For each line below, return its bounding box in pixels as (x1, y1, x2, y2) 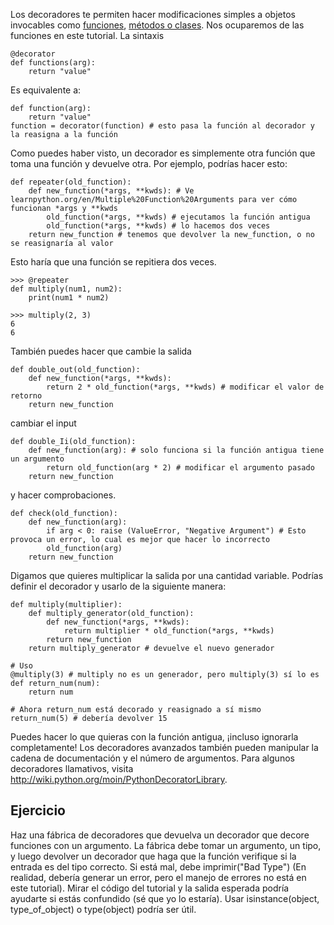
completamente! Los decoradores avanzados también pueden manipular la (10, 742, 319, 753)
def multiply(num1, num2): (10, 284, 123, 294)
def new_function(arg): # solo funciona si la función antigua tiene (28, 445, 325, 455)
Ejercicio (10, 802, 66, 819)
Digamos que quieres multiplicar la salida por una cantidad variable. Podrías (10, 570, 324, 581)
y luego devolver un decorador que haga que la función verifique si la (10, 850, 297, 862)
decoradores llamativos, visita (10, 763, 134, 774)
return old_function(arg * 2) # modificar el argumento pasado (46, 463, 315, 473)
